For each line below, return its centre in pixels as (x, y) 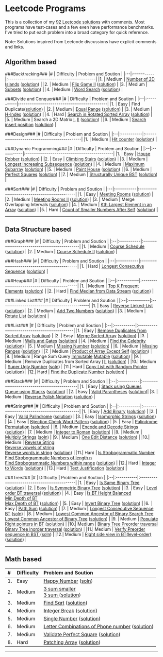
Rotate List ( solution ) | (27, 316)
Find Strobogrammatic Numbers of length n (49, 458)
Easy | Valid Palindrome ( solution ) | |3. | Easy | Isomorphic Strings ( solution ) (81, 416)
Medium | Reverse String (30, 442)
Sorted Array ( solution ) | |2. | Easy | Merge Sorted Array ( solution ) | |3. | (77, 335)
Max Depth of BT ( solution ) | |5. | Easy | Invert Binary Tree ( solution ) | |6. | (79, 503)
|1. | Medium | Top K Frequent (109, 286)
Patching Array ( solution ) (72, 642)
